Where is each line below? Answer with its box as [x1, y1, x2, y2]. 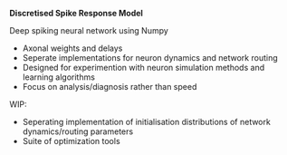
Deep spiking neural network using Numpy [9, 25, 169, 35]
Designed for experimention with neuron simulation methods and [22, 63, 265, 73]
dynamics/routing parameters [22, 126, 134, 137]
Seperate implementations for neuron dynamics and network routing [22, 53, 278, 63]
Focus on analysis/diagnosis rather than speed [22, 82, 197, 92]
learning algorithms [22, 72, 95, 82]
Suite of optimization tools [22, 136, 120, 146]
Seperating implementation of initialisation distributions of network [22, 117, 272, 127]
